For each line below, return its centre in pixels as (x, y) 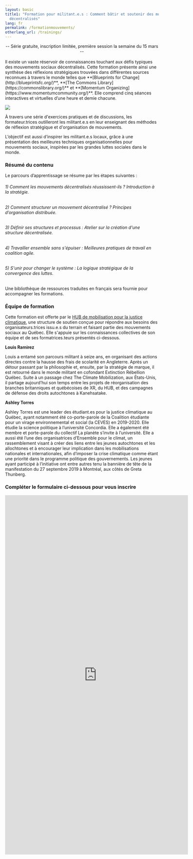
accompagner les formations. (35, 293)
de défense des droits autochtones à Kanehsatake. (56, 393)
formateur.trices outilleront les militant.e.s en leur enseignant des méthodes (81, 122)
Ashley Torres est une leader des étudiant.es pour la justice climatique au (79, 412)
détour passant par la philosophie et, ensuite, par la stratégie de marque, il (80, 367)
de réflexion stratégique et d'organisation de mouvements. (64, 127)
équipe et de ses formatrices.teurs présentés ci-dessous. (63, 338)
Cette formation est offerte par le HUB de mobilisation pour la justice (74, 317)
